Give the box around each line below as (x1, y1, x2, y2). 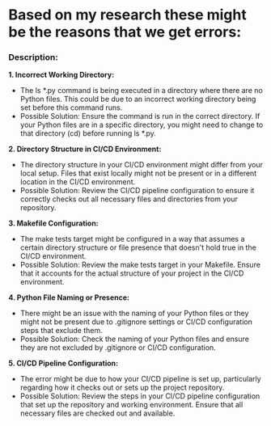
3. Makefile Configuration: (8, 218, 99, 228)
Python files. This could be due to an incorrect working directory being (19, 95, 256, 104)
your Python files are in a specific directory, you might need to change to (19, 120, 264, 130)
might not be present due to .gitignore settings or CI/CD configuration (19, 317, 252, 327)
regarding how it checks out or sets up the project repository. (19, 382, 225, 393)
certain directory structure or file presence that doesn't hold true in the (19, 243, 256, 252)
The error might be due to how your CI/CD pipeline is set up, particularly (19, 374, 261, 384)
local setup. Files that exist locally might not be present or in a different (19, 168, 257, 179)
